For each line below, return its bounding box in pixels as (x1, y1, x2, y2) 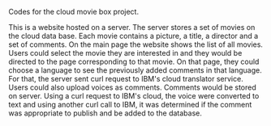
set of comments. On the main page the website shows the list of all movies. (8, 40, 264, 49)
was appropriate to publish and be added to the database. (8, 108, 203, 118)
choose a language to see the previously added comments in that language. (8, 65, 262, 75)
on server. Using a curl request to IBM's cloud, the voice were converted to (8, 91, 260, 100)
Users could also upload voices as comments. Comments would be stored (8, 82, 257, 92)
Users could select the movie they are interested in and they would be (8, 48, 243, 57)
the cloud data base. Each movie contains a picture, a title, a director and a (8, 31, 259, 40)
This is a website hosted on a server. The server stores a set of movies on (8, 23, 256, 31)
